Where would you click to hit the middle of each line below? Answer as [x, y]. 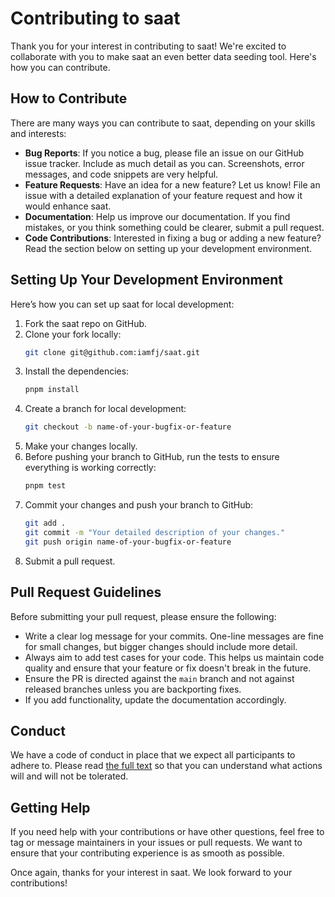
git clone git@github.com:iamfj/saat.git [112, 352]
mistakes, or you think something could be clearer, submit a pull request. [174, 227]
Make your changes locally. [81, 446]
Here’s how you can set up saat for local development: [122, 304]
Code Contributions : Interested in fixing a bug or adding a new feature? [173, 238]
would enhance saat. [68, 206]
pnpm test [45, 486]
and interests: [38, 133]
